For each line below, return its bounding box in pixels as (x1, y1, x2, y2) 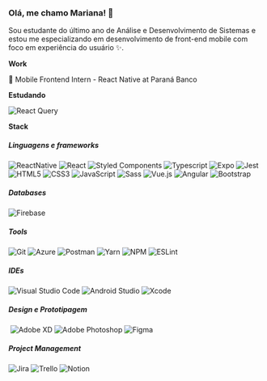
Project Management (8, 343, 82, 353)
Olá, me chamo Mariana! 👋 (8, 7, 114, 19)
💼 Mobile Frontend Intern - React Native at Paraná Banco (8, 74, 197, 84)
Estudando (8, 91, 46, 100)
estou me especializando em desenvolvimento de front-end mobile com (8, 34, 248, 44)
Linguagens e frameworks (8, 140, 100, 150)
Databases (8, 188, 47, 197)
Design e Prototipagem (8, 304, 87, 314)
